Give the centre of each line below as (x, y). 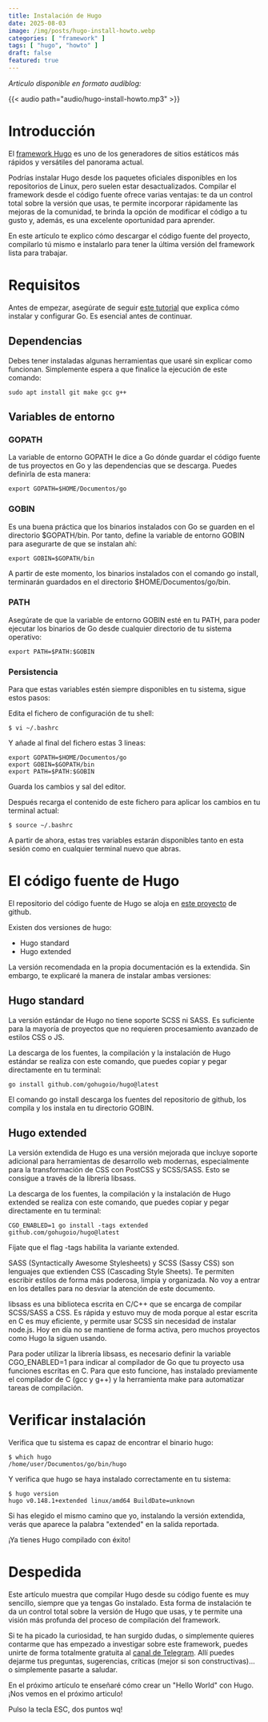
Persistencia (33, 672)
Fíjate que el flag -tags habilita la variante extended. (94, 1247)
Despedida (45, 1572)
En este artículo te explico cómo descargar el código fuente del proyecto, (129, 236)
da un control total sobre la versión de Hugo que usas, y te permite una (125, 1611)
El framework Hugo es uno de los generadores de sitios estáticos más (124, 153)
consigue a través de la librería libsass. (72, 1178)
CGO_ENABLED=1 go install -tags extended (78, 1225)
